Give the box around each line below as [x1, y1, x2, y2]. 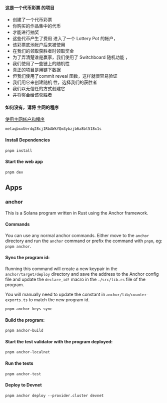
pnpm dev [5, 169, 23, 175]
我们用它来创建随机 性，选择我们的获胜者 [12, 79, 97, 85]
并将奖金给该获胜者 [12, 92, 52, 98]
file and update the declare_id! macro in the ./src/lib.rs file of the [5, 276, 146, 282]
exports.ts [5, 297, 28, 303]
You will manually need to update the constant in [5, 291, 105, 297]
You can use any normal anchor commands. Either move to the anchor [5, 232, 149, 238]
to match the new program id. [28, 296, 90, 303]
